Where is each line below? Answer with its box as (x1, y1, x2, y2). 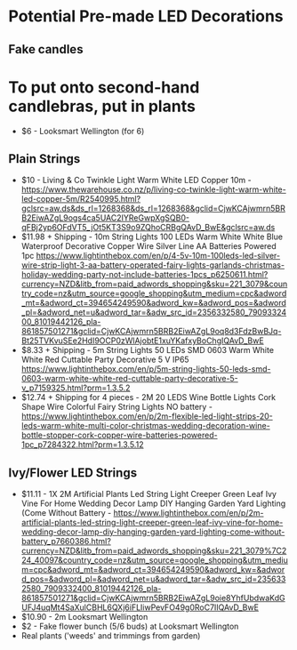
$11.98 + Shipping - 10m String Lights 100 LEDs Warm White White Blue (20, 231, 284, 242)
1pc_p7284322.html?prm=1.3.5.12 (20, 439, 144, 450)
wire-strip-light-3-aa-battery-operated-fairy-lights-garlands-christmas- (20, 260, 285, 270)
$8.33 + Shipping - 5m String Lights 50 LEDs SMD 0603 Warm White (20, 345, 275, 356)
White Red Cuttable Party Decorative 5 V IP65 (20, 354, 189, 365)
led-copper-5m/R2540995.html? (20, 194, 141, 205)
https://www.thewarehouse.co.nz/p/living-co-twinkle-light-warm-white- (20, 184, 286, 195)
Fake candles (8, 42, 84, 57)
